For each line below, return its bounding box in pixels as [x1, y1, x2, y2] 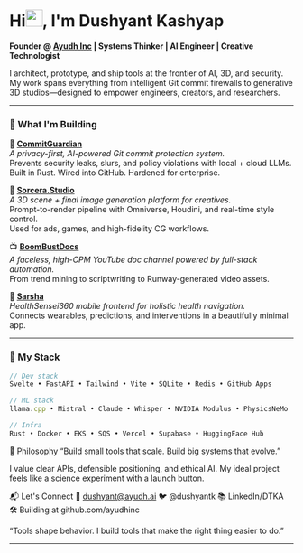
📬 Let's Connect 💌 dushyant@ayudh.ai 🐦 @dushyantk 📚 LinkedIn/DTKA [9, 491, 284, 501]
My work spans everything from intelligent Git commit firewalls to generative [9, 77, 293, 88]
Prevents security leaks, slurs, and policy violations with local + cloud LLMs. [9, 158, 292, 169]
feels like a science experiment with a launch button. [9, 473, 205, 483]
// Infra [9, 421, 42, 430]
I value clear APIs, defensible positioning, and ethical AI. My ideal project [9, 463, 280, 473]
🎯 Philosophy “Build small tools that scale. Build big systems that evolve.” [9, 445, 281, 456]
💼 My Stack [9, 351, 60, 363]
